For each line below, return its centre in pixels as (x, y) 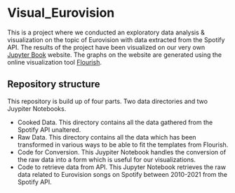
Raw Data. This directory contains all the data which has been (107, 137)
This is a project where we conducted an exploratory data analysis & (106, 32)
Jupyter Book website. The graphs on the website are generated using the (115, 55)
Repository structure (54, 85)
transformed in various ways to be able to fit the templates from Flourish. (123, 145)
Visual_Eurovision (61, 13)
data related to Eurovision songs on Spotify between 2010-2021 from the (122, 174)
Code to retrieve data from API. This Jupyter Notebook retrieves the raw (122, 167)
